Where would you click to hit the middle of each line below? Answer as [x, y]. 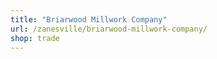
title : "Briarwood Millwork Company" [89, 19]
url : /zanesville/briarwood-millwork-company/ [109, 29]
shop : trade [35, 38]
